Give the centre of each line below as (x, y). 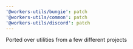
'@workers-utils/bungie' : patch (46, 12)
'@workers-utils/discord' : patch (48, 23)
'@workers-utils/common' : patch (46, 17)
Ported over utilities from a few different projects (66, 40)
